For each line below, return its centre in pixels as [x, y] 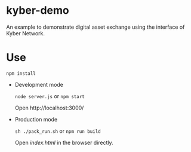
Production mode [36, 119]
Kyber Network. [26, 33]
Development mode [39, 84]
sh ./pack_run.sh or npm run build [58, 131]
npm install [21, 73]
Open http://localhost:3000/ [49, 108]
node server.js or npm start [50, 96]
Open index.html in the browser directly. [64, 142]
